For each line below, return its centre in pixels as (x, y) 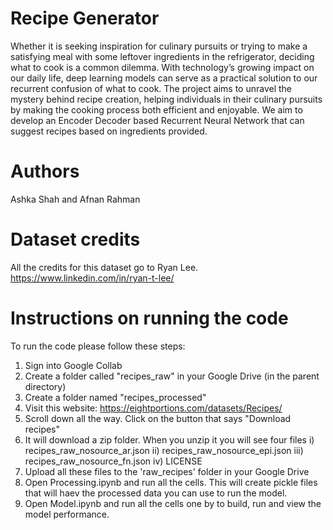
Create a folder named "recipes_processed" (115, 397)
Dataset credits (75, 239)
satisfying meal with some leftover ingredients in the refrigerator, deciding (162, 56)
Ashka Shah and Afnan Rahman (75, 199)
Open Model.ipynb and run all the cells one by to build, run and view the (173, 503)
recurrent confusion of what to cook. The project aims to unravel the (151, 88)
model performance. (67, 514)
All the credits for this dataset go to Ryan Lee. (104, 267)
